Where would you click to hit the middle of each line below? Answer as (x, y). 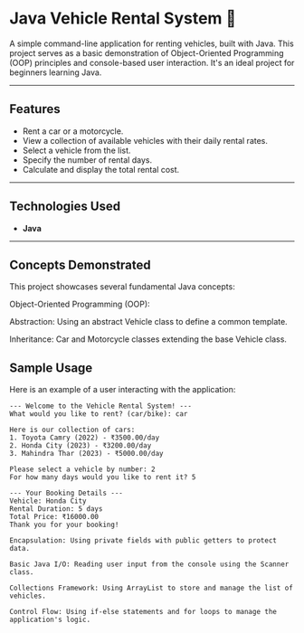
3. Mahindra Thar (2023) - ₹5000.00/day (87, 454)
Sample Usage (51, 368)
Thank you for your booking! (64, 525)
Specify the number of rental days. (87, 160)
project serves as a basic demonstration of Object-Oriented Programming (147, 52)
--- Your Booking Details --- (66, 493)
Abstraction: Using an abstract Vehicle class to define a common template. (148, 322)
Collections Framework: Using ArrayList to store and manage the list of (152, 588)
